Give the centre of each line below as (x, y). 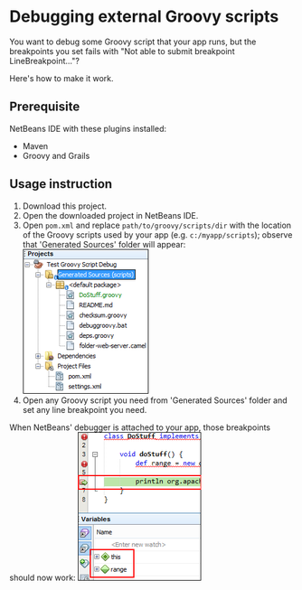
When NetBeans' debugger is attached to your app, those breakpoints (140, 427)
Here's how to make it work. (61, 78)
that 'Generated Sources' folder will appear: (104, 244)
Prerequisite (45, 107)
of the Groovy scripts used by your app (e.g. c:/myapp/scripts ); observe (157, 234)
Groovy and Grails (56, 155)
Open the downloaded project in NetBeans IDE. (110, 215)
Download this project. (64, 206)
